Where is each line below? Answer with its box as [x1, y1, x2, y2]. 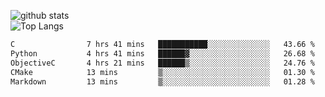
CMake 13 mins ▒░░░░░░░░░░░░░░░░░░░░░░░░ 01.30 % [10, 67, 315, 77]
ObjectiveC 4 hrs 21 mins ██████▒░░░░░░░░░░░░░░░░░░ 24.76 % [10, 58, 315, 68]
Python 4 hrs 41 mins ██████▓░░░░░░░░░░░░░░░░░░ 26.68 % [10, 48, 315, 59]
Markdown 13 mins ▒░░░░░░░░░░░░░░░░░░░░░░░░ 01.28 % [10, 76, 315, 87]
